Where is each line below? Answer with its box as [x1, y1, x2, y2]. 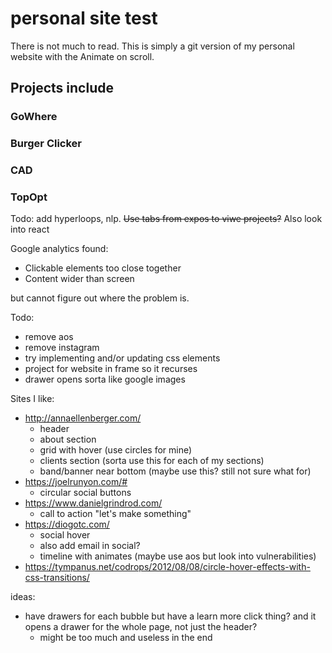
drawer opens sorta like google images [24, 373, 186, 386]
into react [10, 223, 50, 236]
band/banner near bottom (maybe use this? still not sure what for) [39, 465, 312, 477]
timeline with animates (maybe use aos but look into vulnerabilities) [39, 550, 317, 562]
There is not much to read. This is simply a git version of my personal [10, 40, 295, 52]
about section [39, 433, 97, 446]
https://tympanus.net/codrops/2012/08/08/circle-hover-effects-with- [24, 561, 311, 573]
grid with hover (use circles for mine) [39, 444, 193, 456]
